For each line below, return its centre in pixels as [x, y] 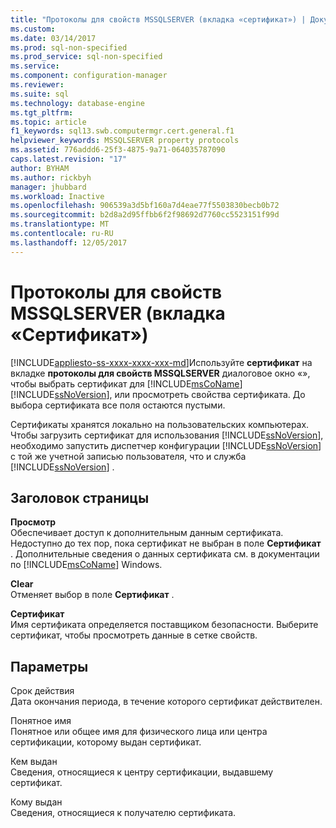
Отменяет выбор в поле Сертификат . [92, 595]
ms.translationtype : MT [60, 224]
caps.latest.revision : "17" [69, 159]
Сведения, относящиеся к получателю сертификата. [123, 813]
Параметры [49, 666]
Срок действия [42, 691]
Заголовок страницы [80, 497]
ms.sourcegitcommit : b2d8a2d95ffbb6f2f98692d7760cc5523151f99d [145, 215]
